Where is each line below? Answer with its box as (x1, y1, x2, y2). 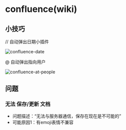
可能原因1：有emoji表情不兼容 (12, 119, 74, 125)
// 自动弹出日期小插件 (5, 39, 49, 44)
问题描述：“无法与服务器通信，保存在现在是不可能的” (12, 113, 122, 119)
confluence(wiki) (5, 3, 77, 15)
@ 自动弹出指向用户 (5, 59, 46, 65)
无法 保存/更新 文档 (5, 101, 51, 108)
